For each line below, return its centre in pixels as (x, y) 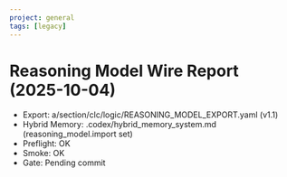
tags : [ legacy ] (38, 26)
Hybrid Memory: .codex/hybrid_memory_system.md (120, 125)
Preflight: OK (46, 144)
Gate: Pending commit (64, 163)
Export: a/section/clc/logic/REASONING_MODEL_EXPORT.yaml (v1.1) (150, 115)
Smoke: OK (43, 154)
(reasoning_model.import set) (77, 134)
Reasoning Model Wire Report (124, 71)
